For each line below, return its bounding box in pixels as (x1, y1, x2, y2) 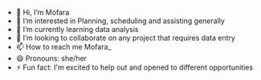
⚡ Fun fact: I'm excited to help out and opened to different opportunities (15, 62, 254, 72)
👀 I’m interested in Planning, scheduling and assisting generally (15, 16, 225, 26)
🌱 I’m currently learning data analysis (15, 25, 139, 34)
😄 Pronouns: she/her (15, 54, 87, 63)
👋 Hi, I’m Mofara (15, 8, 70, 17)
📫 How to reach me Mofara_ (15, 42, 112, 51)
